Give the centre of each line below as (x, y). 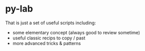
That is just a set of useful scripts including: (51, 23)
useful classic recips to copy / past (49, 38)
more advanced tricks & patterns (46, 43)
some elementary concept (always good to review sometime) (76, 32)
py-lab (19, 9)
